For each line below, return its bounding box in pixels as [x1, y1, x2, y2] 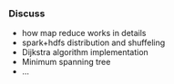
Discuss [8, 7, 46, 20]
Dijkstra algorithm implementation [21, 47, 149, 58]
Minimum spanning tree [21, 57, 111, 68]
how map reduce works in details [21, 28, 147, 39]
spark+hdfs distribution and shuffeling [21, 37, 166, 48]
